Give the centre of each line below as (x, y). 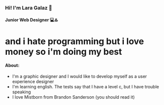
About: (12, 65)
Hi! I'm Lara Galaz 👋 (29, 8)
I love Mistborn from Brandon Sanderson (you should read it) (73, 97)
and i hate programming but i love (75, 41)
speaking (21, 92)
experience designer (33, 81)
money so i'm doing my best (64, 52)
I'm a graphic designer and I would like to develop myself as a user (80, 76)
